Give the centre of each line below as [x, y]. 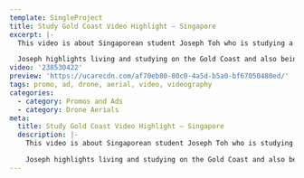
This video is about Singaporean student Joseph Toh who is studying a [156, 43]
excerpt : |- [32, 34]
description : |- [48, 135]
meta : [19, 118]
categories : [32, 93]
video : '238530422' [46, 68]
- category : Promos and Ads [71, 101]
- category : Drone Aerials [68, 109]
